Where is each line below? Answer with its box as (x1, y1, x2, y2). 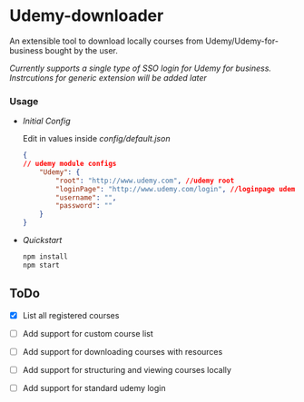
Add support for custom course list (22, 328, 153, 338)
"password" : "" (55, 201, 113, 211)
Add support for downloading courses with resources (22, 346, 223, 357)
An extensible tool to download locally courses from (9, 35, 204, 46)
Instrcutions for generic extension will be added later (9, 72, 207, 83)
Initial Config (22, 115, 71, 127)
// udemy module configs (22, 160, 117, 169)
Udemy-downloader (9, 5, 164, 26)
